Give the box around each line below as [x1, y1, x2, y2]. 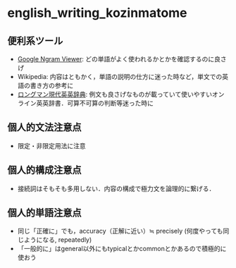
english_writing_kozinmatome [7, 5, 188, 21]
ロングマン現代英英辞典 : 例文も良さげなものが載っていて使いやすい [17, 90, 213, 98]
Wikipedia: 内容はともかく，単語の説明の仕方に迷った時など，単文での [17, 73, 223, 80]
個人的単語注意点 [7, 207, 82, 219]
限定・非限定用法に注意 [17, 141, 86, 150]
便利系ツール [7, 35, 63, 47]
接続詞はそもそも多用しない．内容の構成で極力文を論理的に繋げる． [17, 184, 216, 193]
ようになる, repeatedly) [23, 236, 92, 244]
